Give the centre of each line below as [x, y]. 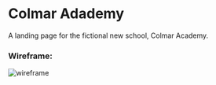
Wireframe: [31, 56]
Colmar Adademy [66, 14]
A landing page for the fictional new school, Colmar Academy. [108, 35]
